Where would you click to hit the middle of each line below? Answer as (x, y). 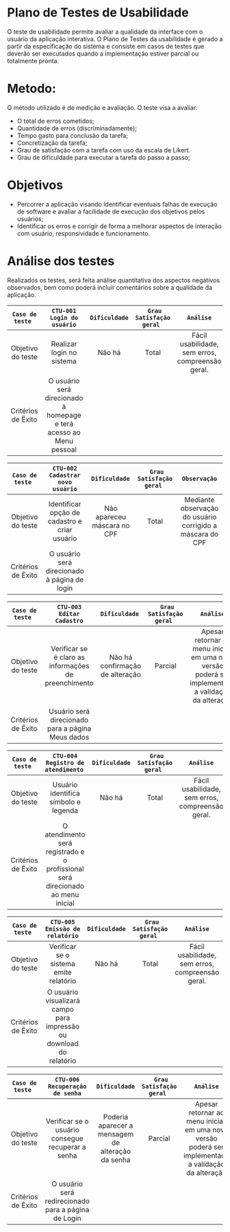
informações (69, 665)
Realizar (64, 343)
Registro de (65, 763)
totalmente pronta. (33, 60)
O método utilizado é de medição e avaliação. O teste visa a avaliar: (102, 107)
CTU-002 (65, 468)
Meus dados (69, 737)
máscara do (200, 534)
